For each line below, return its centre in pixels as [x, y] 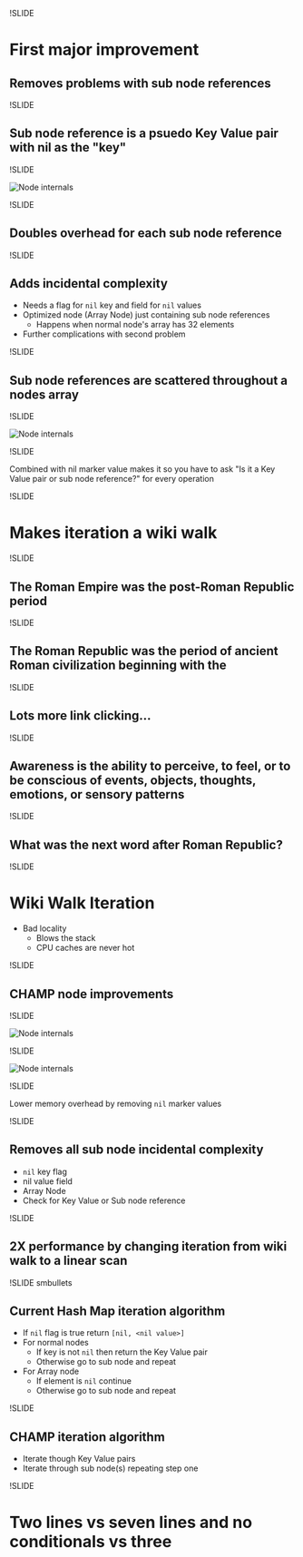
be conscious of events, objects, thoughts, [133, 781]
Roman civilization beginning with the [118, 666]
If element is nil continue [83, 1381]
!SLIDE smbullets [41, 1282]
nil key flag [45, 1171]
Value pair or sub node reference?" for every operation [112, 479]
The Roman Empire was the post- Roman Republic [152, 587]
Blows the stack [66, 938]
